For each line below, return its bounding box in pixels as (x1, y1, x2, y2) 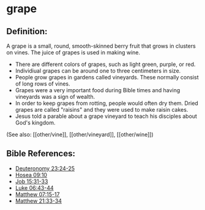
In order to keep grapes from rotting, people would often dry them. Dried (15, 100, 199, 107)
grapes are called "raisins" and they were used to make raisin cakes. (15, 106, 188, 113)
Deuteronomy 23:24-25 (15, 164, 75, 172)
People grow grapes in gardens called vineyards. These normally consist (15, 74, 199, 81)
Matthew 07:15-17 (15, 190, 60, 198)
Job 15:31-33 (15, 178, 48, 185)
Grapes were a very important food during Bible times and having (15, 87, 181, 93)
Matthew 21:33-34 (15, 197, 62, 205)
